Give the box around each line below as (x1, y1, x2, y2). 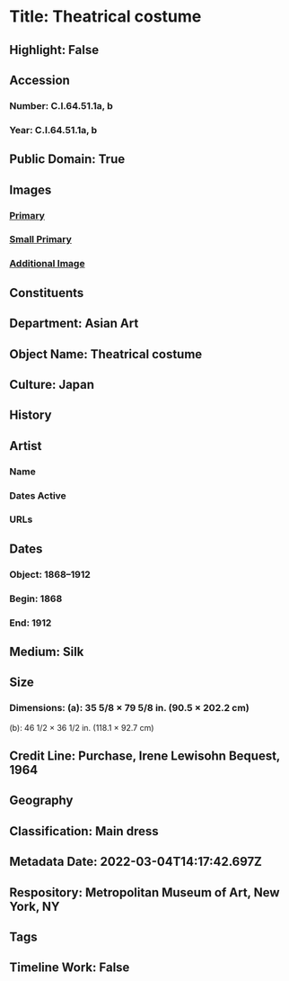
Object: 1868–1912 (9, 568, 92, 580)
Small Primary (9, 233, 72, 246)
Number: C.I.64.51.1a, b (9, 99, 114, 112)
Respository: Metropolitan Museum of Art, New (9, 885, 280, 900)
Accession (9, 72, 70, 87)
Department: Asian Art (9, 316, 139, 331)
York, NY (9, 898, 60, 914)
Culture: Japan (9, 376, 95, 392)
